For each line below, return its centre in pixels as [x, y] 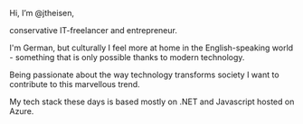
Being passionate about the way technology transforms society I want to [144, 75]
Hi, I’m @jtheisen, [42, 13]
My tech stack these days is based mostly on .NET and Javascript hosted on [152, 102]
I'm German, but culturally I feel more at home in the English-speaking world [151, 48]
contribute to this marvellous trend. [75, 84]
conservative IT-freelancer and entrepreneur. [94, 30]
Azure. [22, 111]
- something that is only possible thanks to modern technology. [127, 57]
